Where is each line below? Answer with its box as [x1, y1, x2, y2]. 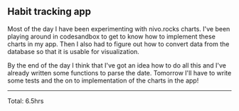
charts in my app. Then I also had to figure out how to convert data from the [7, 39, 230, 48]
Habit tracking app [7, 6, 91, 18]
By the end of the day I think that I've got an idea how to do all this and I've [7, 60, 226, 70]
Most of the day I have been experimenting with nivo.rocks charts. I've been [7, 24, 230, 33]
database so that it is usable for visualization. [7, 47, 140, 55]
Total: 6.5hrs [7, 96, 44, 105]
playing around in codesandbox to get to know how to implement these [7, 32, 216, 41]
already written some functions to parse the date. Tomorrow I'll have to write [7, 68, 232, 77]
